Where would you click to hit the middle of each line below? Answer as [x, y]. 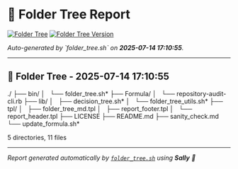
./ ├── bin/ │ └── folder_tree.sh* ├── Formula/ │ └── [91, 93]
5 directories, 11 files [37, 137]
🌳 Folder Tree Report [69, 14]
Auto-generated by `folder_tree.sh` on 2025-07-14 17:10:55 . [96, 47]
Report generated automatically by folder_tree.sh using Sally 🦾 [102, 158]
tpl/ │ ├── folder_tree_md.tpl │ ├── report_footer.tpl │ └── [100, 108]
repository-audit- [202, 93]
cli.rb [15, 101]
